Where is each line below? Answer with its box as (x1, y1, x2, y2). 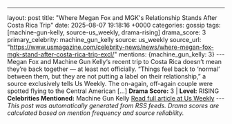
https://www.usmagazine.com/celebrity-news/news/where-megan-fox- (10, 43, 214, 51)
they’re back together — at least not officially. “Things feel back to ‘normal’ (7, 65, 220, 73)
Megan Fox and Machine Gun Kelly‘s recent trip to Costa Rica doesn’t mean (7, 58, 222, 65)
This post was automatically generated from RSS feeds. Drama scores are (7, 101, 220, 110)
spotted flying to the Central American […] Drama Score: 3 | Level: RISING (7, 87, 220, 95)
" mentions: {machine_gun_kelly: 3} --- (113, 50, 225, 59)
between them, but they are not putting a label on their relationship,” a (7, 72, 206, 80)
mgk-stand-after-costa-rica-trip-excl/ (7, 50, 115, 59)
